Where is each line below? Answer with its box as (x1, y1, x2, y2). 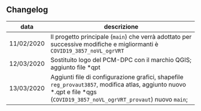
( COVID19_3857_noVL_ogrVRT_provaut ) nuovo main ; (50, 95, 188, 103)
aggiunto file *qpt (50, 63, 100, 71)
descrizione (103, 22, 139, 30)
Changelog (6, 5, 48, 15)
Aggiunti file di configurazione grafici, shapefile (50, 73, 184, 81)
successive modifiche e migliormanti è (50, 40, 159, 48)
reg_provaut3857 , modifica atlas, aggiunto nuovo (50, 80, 187, 88)
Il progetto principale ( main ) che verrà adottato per (50, 32, 192, 41)
